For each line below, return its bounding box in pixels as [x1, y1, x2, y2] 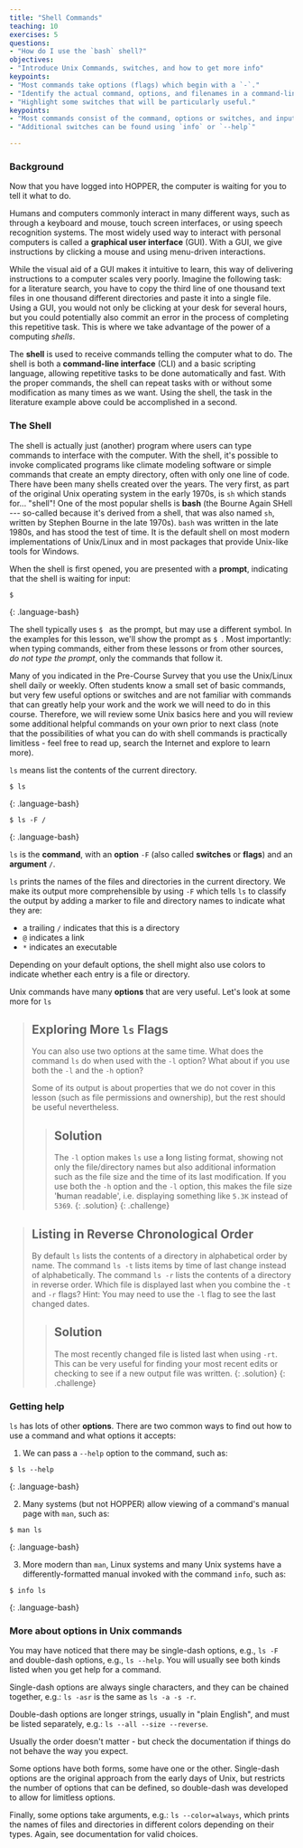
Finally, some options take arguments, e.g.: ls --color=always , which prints [9, 1810, 290, 1821]
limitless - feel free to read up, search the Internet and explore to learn [9, 737, 271, 748]
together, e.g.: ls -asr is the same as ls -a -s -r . [9, 1692, 197, 1702]
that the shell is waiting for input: [9, 573, 131, 583]
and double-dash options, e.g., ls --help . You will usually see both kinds [9, 1654, 281, 1665]
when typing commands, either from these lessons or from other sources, [9, 643, 284, 654]
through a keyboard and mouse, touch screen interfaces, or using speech [9, 218, 283, 229]
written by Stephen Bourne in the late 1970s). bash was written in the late [9, 516, 280, 527]
